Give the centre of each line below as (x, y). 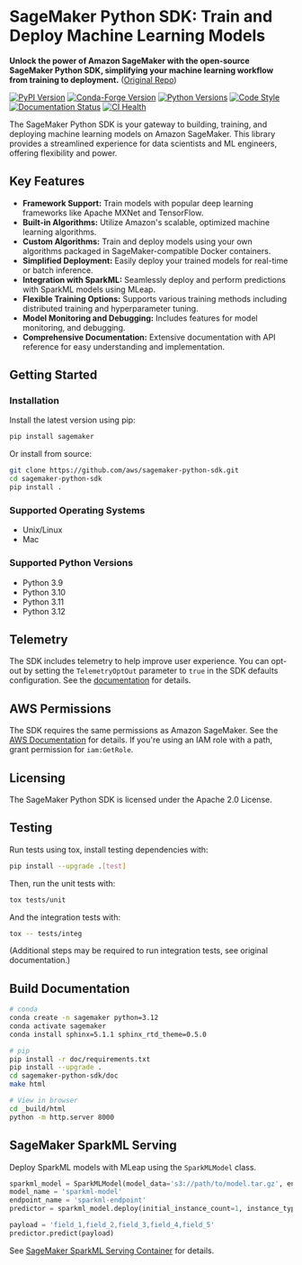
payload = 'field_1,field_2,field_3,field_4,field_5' (112, 1225)
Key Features (47, 182)
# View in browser (44, 1101)
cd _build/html (38, 1109)
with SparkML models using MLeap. (89, 289)
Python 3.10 (44, 592)
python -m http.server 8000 (62, 1117)
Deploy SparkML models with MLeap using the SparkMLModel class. (133, 1167)
